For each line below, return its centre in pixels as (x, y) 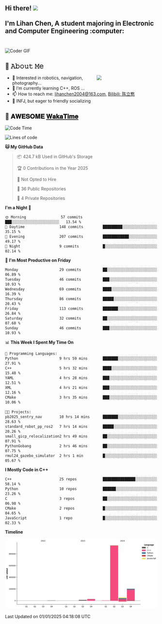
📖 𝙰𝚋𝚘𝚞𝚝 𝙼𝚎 (24, 66)
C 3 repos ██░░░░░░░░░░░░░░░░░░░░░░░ (81, 499)
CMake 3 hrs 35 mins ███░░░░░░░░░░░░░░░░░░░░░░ (81, 398)
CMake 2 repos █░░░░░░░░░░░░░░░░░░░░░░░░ (81, 508)
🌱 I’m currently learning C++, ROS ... (48, 88)
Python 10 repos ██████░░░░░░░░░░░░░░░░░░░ (81, 489)
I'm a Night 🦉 (18, 208)
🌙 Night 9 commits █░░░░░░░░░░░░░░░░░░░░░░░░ (81, 247)
